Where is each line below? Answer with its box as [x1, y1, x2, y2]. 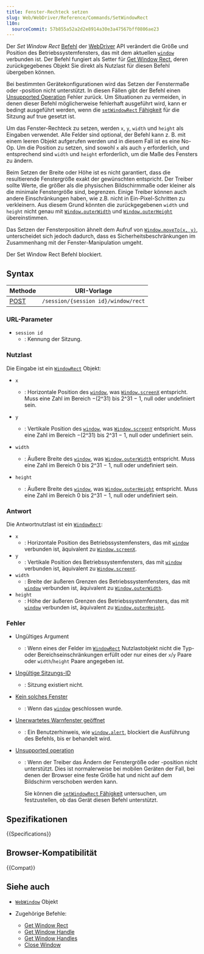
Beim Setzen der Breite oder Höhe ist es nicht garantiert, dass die [6, 169, 171, 176]
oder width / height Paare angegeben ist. [24, 658, 125, 665]
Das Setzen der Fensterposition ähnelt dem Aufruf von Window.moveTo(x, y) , [6, 226, 198, 234]
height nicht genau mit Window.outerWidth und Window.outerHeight [6, 208, 173, 215]
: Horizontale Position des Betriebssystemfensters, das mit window [24, 539, 189, 546]
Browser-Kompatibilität [6, 848, 97, 858]
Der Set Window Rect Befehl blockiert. [6, 251, 102, 258]
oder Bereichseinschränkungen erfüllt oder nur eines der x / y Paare [24, 651, 192, 659]
